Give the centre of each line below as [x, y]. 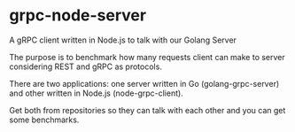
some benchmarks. [44, 120]
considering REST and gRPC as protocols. [85, 66]
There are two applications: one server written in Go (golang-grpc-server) [144, 83]
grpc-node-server [78, 16]
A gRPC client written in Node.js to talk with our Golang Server [123, 40]
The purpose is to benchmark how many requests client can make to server [147, 57]
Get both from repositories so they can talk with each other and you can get [147, 110]
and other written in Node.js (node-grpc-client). [96, 93]
